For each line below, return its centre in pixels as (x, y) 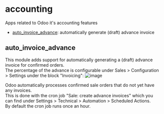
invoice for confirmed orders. (35, 65)
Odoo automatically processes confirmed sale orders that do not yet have (80, 85)
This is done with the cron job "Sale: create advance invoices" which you (79, 95)
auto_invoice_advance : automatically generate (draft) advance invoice (83, 32)
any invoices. (18, 90)
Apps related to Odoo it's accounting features (51, 23)
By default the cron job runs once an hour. (48, 106)
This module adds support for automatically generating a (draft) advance (79, 60)
